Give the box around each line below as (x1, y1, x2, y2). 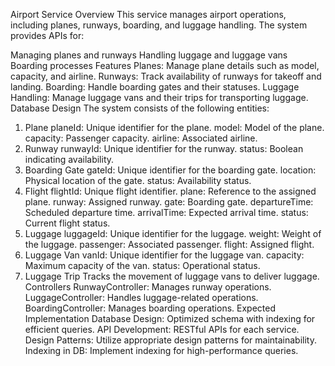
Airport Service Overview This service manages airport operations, (10, 9, 287, 20)
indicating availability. (24, 154, 115, 165)
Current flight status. (24, 217, 111, 229)
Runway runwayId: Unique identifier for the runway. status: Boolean (24, 143, 304, 154)
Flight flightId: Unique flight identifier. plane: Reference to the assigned (24, 185, 317, 197)
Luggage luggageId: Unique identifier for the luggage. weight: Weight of (24, 228, 322, 239)
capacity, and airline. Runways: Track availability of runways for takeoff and (10, 70, 322, 82)
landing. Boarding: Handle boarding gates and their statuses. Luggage (10, 81, 300, 93)
